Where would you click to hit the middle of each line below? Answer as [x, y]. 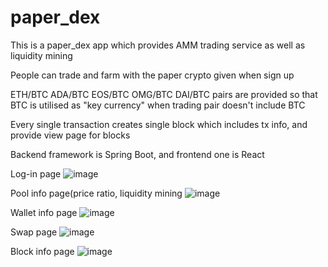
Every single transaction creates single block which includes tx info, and [159, 124]
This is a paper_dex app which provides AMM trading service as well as [158, 45]
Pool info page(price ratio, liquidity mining [96, 193]
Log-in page [36, 173]
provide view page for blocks [70, 135]
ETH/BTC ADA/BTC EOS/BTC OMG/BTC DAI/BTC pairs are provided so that [164, 94]
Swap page [34, 232]
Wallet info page [44, 212]
